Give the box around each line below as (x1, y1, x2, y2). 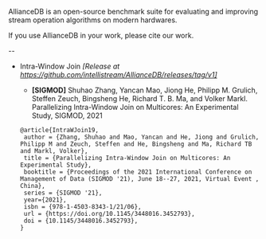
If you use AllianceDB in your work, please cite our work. (8, 31, 194, 40)
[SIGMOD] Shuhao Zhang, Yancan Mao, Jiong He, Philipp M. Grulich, (31, 85, 258, 95)
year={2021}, (23, 196, 67, 204)
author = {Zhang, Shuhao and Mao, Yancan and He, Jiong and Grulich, (23, 133, 260, 141)
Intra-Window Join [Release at (19, 61, 120, 71)
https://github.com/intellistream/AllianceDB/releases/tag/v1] (19, 70, 217, 79)
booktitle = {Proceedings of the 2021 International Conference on (23, 168, 252, 176)
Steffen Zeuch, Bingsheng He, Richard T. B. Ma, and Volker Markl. (31, 94, 248, 103)
